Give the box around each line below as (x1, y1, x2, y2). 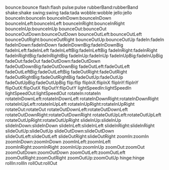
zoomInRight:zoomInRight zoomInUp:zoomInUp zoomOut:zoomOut (5, 144, 145, 150)
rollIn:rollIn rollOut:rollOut (5, 160, 58, 166)
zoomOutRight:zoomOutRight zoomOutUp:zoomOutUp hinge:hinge (5, 155, 145, 161)
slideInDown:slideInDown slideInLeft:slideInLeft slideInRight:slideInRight (5, 122, 155, 129)
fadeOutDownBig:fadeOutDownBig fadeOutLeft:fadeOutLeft (5, 63, 130, 69)
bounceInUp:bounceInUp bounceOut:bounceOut (5, 26, 107, 32)
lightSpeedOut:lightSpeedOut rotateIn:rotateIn (5, 91, 101, 96)
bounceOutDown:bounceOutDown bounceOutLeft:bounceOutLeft (5, 31, 142, 37)
